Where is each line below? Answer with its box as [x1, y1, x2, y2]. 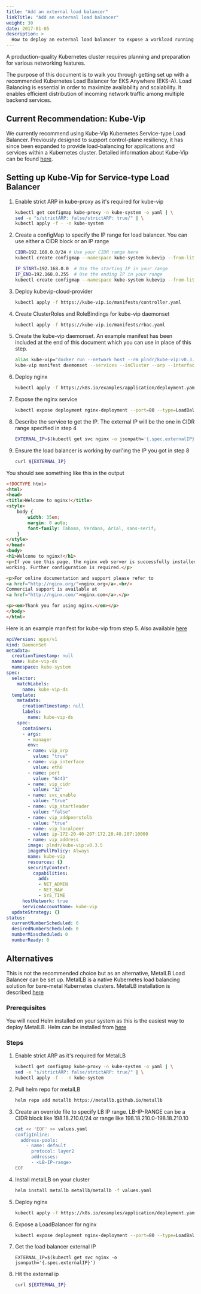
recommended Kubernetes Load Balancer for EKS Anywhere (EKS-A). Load [6, 77, 192, 84]
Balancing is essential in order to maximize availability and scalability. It [6, 84, 182, 90]
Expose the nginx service [14, 396, 78, 403]
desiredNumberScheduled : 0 [11, 926, 79, 932]
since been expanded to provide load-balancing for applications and [6, 142, 175, 150]
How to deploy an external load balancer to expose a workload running [11, 37, 194, 43]
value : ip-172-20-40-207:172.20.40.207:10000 [32, 831, 148, 838]
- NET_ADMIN [38, 881, 68, 887]
